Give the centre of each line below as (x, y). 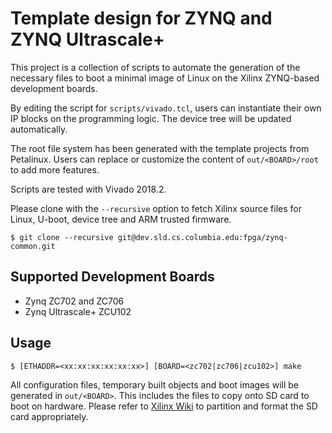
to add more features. (55, 169)
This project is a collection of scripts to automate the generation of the (155, 67)
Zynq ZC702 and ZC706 (74, 301)
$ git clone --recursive (62, 237)
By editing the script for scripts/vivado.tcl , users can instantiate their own (166, 108)
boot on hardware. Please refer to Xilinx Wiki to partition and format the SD (164, 406)
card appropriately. (49, 416)
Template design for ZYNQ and (141, 18)
